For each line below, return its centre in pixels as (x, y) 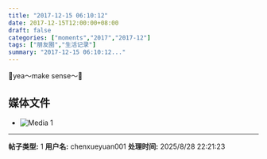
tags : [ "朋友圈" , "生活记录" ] (52, 45)
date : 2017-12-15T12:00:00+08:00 (64, 23)
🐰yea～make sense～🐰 (46, 76)
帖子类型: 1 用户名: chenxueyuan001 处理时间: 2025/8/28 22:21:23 (117, 146)
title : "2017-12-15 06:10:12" (58, 15)
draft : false (30, 30)
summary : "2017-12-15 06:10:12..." (67, 52)
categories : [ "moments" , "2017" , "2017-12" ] (79, 38)
